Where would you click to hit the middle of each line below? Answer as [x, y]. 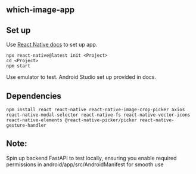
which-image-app [41, 10]
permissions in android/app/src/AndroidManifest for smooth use [85, 164]
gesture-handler [26, 126]
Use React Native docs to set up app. [52, 45]
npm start [18, 66]
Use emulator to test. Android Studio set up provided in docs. [81, 77]
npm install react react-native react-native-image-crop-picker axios [96, 110]
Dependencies [34, 96]
